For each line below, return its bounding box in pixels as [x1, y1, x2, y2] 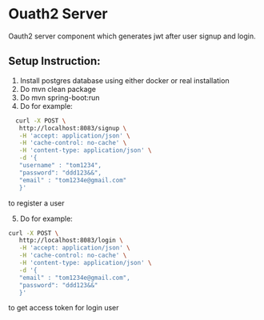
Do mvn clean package [19, 84, 96, 94]
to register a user [8, 198, 66, 208]
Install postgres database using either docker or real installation [19, 75, 230, 85]
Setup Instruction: [8, 54, 101, 68]
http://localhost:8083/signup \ [18, 124, 127, 132]
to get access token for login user [8, 303, 119, 313]
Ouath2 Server [8, 5, 108, 23]
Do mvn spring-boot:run [19, 93, 100, 102]
